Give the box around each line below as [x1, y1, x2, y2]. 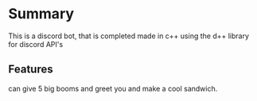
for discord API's [8, 39, 64, 49]
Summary [8, 5, 74, 23]
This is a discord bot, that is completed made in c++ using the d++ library [8, 31, 249, 41]
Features [8, 63, 53, 76]
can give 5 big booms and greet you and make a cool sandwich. [8, 84, 218, 93]
